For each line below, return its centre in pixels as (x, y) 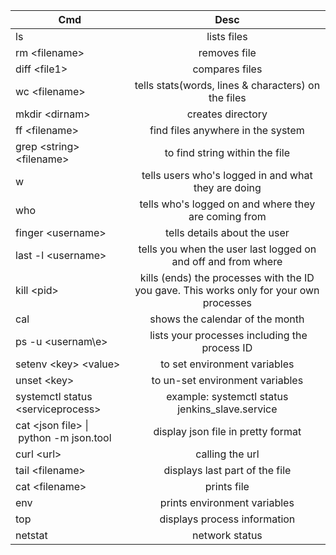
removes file (227, 52)
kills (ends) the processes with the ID (227, 277)
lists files (227, 36)
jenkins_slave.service (227, 409)
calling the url (227, 454)
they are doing (227, 187)
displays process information (227, 519)
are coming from (227, 216)
